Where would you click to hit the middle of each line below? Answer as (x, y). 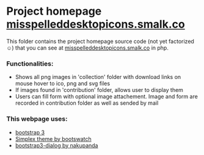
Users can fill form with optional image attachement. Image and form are (107, 97)
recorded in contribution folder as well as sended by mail (87, 103)
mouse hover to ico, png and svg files (63, 83)
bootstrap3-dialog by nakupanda (56, 145)
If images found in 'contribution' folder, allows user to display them (99, 90)
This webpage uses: (37, 119)
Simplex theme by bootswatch (53, 138)
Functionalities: (30, 64)
